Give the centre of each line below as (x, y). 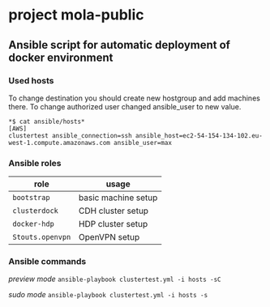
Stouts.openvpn (42, 237)
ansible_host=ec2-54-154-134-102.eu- (199, 135)
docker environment (61, 57)
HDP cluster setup (113, 224)
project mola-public (76, 15)
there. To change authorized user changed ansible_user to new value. (125, 106)
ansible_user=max (143, 143)
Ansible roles (35, 163)
